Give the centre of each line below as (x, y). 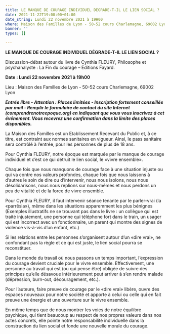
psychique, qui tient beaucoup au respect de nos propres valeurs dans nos (83, 315)
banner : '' (17, 29)
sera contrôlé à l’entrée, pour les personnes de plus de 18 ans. (70, 144)
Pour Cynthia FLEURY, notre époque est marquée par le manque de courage (85, 154)
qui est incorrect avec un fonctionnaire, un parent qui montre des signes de (84, 222)
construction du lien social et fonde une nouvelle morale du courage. (77, 326)
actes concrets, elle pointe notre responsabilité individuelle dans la (75, 320)
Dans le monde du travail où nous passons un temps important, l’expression (84, 258)
